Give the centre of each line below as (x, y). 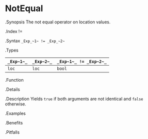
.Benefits (14, 122)
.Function (15, 80)
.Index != (14, 31)
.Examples (15, 113)
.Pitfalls (12, 132)
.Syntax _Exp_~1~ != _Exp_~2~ (35, 41)
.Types (12, 50)
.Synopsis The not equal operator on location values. (58, 22)
